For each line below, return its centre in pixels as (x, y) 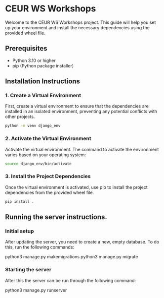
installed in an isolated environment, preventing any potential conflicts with (81, 112)
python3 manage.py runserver (36, 290)
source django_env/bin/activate (38, 164)
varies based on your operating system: (46, 155)
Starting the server (28, 270)
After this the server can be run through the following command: (71, 280)
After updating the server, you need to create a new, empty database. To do (82, 242)
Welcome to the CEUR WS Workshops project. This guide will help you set (81, 22)
